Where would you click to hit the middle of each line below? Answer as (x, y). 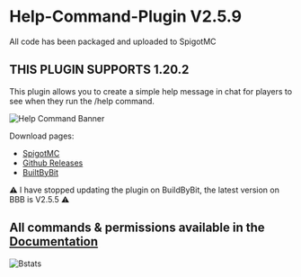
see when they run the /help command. (82, 101)
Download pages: (42, 136)
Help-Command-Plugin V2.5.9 (126, 17)
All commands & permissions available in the (137, 228)
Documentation (54, 241)
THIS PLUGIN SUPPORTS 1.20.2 (99, 70)
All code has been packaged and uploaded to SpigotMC (113, 41)
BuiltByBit (40, 172)
